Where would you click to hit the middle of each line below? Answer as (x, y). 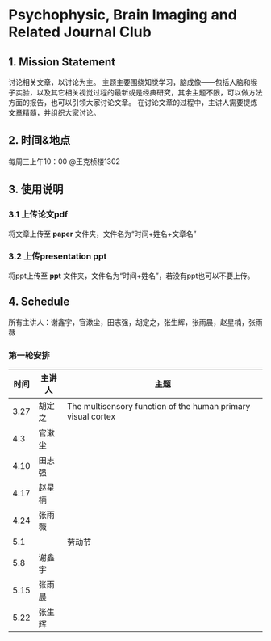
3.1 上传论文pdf (38, 214)
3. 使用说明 (36, 190)
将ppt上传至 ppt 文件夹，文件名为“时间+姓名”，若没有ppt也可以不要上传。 (131, 276)
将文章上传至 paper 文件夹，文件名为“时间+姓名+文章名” (102, 234)
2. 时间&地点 (40, 140)
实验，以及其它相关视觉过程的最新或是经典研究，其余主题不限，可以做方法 (139, 92)
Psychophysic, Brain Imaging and (123, 15)
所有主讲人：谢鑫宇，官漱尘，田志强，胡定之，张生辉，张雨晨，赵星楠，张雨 (135, 322)
